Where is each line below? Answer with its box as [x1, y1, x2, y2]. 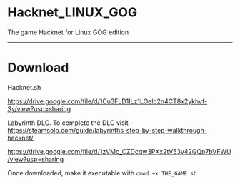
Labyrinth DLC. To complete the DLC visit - [7, 118, 134, 127]
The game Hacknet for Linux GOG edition [7, 28, 129, 36]
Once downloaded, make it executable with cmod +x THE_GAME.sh [7, 168, 197, 177]
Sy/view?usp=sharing [7, 104, 71, 113]
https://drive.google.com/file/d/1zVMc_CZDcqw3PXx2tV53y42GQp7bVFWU [7, 147, 231, 155]
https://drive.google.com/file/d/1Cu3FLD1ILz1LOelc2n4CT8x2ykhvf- [7, 97, 208, 106]
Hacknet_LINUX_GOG [7, 4, 138, 21]
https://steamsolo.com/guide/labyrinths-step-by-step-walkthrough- [7, 126, 207, 134]
